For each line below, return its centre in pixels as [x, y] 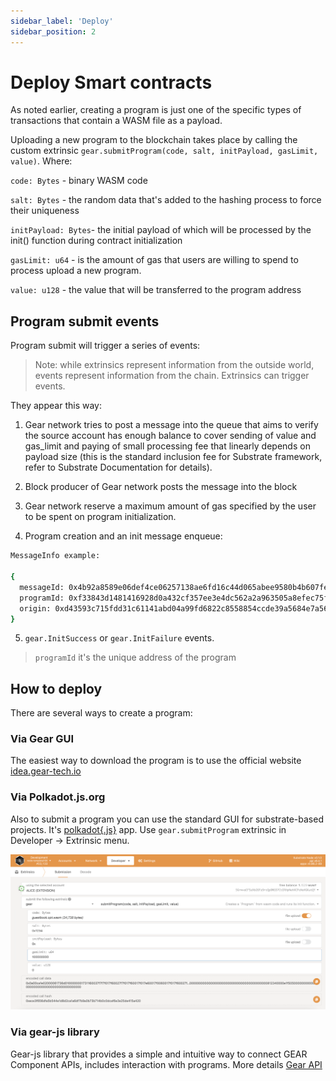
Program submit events [85, 321]
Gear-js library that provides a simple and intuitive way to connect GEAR [159, 1054]
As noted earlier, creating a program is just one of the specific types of [156, 110]
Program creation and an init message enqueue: [123, 536]
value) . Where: [41, 161]
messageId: [42, 587]
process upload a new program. [76, 271]
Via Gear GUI [42, 739]
